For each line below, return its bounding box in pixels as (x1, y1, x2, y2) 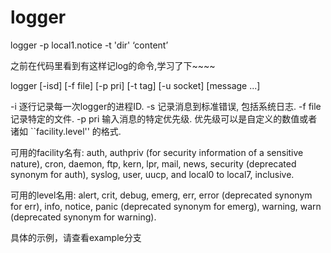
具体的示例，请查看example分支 (10, 231, 142, 243)
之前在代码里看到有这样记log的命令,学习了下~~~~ (10, 59, 216, 71)
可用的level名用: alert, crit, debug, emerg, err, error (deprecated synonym (10, 189, 313, 201)
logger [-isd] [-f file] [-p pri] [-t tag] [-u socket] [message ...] (10, 79, 261, 91)
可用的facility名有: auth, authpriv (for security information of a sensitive (10, 146, 304, 158)
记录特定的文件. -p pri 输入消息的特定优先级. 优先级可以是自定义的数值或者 (10, 112, 318, 125)
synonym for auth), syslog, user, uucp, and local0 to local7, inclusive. (10, 168, 295, 180)
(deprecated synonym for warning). (10, 211, 157, 223)
